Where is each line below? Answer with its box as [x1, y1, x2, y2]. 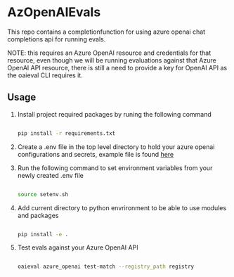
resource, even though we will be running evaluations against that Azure [7, 56, 216, 64]
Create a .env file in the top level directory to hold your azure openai [17, 142, 215, 151]
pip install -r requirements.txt [17, 129, 116, 137]
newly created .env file [17, 171, 84, 179]
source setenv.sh [17, 191, 69, 198]
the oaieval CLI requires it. [7, 71, 83, 79]
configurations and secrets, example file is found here [17, 150, 174, 158]
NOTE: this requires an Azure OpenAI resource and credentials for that [7, 49, 212, 57]
